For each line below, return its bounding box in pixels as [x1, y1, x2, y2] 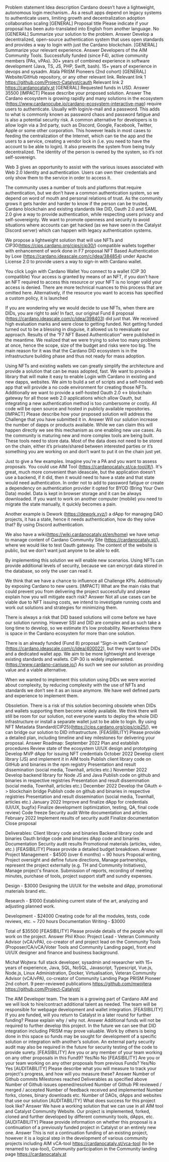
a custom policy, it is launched [5, 295, 68, 301]
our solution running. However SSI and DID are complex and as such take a [5, 620, 161, 626]
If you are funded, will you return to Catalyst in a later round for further [5, 1012, 151, 1018]
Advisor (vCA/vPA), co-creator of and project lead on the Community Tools [5, 939, 161, 945]
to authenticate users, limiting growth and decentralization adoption [5, 15, 145, 21]
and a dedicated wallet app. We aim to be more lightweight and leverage [5, 651, 155, 657]
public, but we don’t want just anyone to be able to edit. [5, 547, 121, 554]
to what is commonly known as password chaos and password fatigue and [5, 111, 160, 117]
